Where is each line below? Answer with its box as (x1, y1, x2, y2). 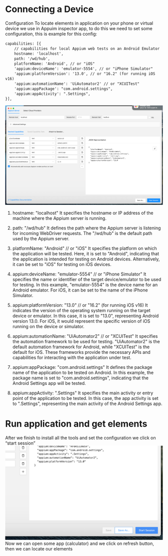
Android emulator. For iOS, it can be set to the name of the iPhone (12, 287, 148, 293)
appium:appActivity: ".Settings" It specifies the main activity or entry (12, 390, 153, 396)
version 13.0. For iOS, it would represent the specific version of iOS (12, 318, 150, 324)
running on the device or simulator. (12, 323, 84, 329)
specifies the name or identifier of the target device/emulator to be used (12, 276, 161, 282)
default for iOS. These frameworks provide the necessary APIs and (12, 349, 151, 355)
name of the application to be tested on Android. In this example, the (12, 369, 154, 375)
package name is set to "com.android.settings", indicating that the (12, 375, 149, 381)
